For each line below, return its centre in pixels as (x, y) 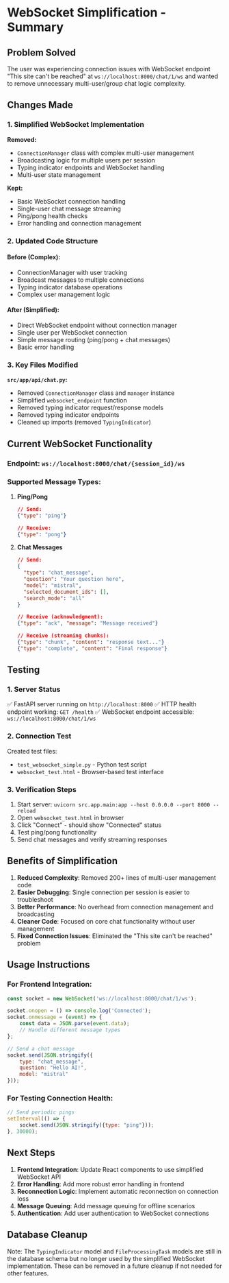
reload (26, 811)
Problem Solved (42, 52)
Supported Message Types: (54, 481)
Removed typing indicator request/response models (90, 408)
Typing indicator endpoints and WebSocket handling (91, 167)
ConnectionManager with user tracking (72, 272)
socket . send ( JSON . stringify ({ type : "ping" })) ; (87, 1125)
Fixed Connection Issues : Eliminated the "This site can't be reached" (115, 936)
